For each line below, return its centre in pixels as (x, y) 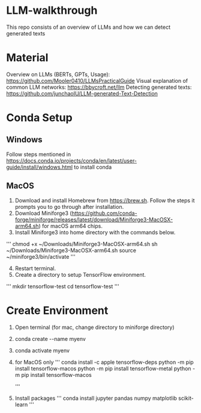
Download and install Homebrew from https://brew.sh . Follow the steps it (105, 200)
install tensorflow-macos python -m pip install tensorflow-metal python (103, 368)
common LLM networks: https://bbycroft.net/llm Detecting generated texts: (99, 87)
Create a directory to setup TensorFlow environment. (80, 274)
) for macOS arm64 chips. (71, 226)
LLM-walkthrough (52, 11)
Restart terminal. (35, 268)
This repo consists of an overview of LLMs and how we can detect (88, 27)
